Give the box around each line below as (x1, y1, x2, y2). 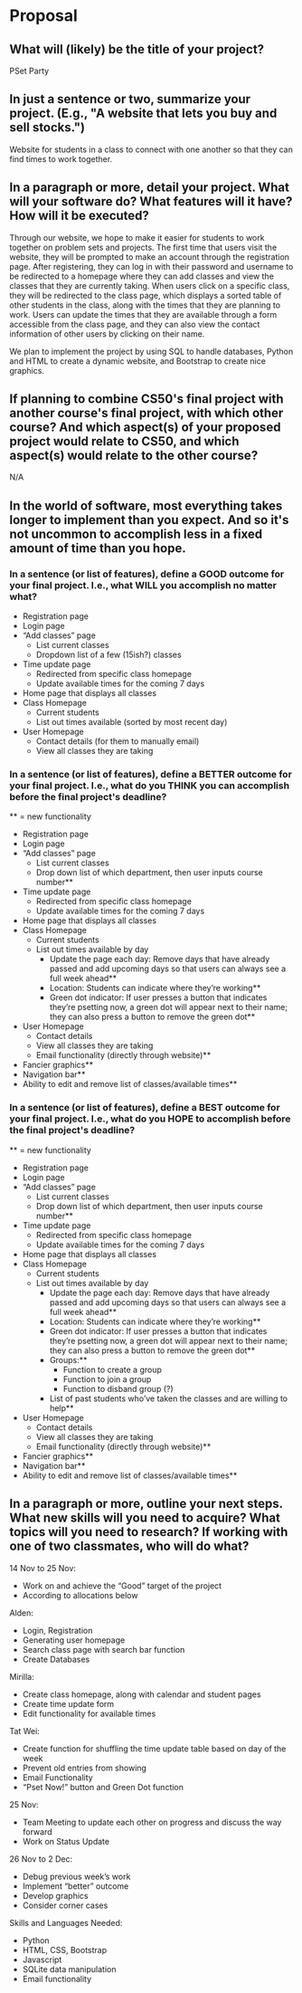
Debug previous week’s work (22, 1871, 131, 1882)
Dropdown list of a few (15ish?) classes (35, 649, 183, 661)
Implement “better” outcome (22, 1880, 129, 1892)
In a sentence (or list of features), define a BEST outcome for (9, 1101, 280, 1114)
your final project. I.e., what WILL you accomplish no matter (9, 578, 278, 591)
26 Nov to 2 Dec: (9, 1853, 73, 1864)
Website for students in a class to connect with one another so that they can (9, 144, 294, 155)
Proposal (9, 5, 79, 26)
